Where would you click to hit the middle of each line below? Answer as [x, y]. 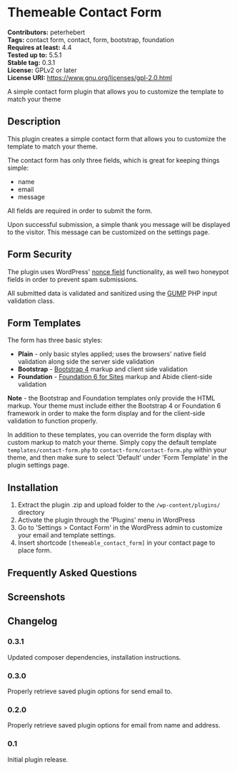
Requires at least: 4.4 [40, 47]
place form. [35, 550]
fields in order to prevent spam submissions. [73, 279]
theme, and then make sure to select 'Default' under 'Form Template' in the [118, 458]
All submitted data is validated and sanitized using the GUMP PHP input [112, 293]
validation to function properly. [52, 421]
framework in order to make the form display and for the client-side [106, 413]
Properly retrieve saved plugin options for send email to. [90, 691]
